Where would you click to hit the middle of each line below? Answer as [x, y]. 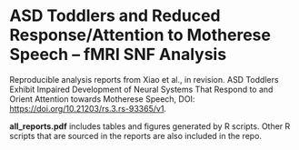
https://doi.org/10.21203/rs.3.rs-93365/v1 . [88, 108]
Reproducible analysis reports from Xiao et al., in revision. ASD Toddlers [144, 79]
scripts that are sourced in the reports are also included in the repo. [135, 135]
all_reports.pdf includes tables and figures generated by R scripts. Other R [150, 126]
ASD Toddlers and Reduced [115, 16]
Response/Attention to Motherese [140, 35]
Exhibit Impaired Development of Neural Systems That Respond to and [141, 89]
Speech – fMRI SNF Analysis [118, 55]
